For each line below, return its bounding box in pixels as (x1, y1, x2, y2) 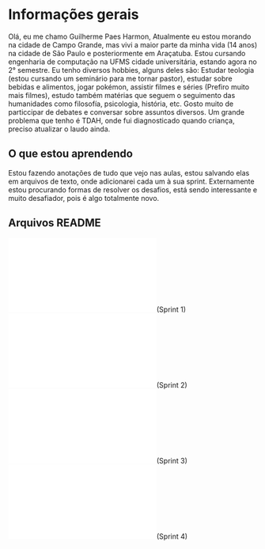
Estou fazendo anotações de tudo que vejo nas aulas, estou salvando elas (8, 168, 250, 177)
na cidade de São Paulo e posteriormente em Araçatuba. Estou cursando (8, 48, 246, 58)
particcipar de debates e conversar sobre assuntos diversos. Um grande (8, 107, 245, 116)
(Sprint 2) (157, 380, 187, 389)
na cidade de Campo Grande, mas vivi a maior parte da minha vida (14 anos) (8, 40, 258, 49)
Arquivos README (8, 216, 101, 230)
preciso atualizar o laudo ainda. (8, 124, 111, 134)
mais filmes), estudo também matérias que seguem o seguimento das (8, 90, 236, 100)
